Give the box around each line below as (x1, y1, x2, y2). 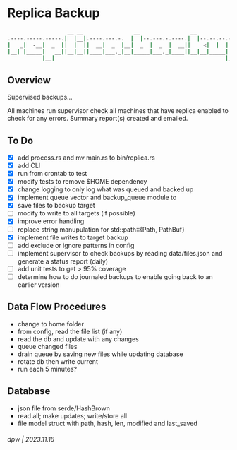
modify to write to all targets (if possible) (17, 209, 136, 218)
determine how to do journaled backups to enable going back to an (17, 272, 213, 280)
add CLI (17, 161, 41, 170)
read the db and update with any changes (17, 334, 139, 343)
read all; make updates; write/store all (17, 411, 128, 420)
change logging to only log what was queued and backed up (17, 185, 194, 194)
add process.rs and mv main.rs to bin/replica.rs (17, 153, 155, 162)
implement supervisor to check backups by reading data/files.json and (17, 249, 223, 257)
